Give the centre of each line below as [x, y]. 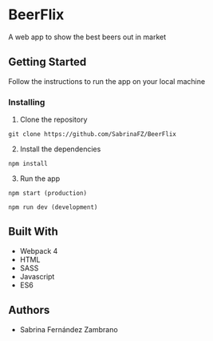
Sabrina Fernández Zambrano [69, 329]
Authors [29, 310]
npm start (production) [48, 194]
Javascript [37, 276]
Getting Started [47, 62]
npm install [28, 164]
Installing [27, 102]
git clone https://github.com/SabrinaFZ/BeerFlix [93, 134]
